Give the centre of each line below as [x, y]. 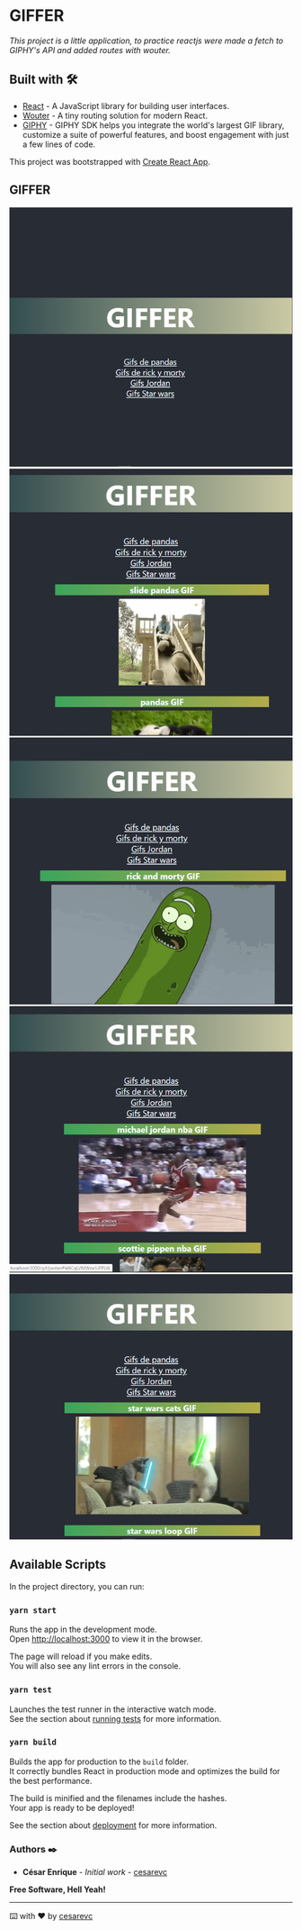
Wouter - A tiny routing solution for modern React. [115, 115]
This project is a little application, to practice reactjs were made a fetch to [147, 41]
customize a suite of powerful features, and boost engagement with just [155, 134]
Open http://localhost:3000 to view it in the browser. [106, 1639]
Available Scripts [58, 1565]
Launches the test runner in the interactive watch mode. [113, 1709]
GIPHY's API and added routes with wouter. [90, 50]
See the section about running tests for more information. [115, 1718]
